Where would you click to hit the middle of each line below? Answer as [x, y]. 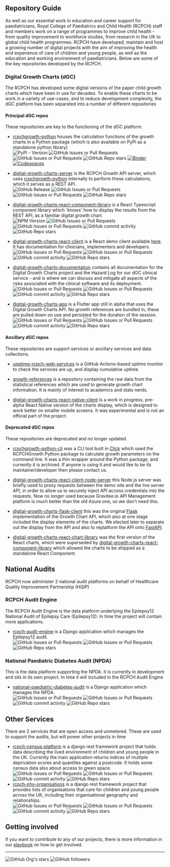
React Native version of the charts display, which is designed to [91, 405]
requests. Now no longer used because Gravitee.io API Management [84, 496]
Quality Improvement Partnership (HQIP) [47, 587]
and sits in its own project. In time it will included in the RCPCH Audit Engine [84, 677]
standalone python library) [40, 147]
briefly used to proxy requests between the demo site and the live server [88, 485]
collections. [17, 354]
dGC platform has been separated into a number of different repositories [81, 104]
